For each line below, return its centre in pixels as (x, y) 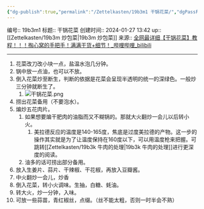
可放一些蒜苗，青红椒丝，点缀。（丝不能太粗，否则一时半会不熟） (97, 200)
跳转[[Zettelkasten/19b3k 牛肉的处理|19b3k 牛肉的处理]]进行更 (111, 147)
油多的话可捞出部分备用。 (57, 162)
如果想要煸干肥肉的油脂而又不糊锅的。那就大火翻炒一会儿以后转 (104, 116)
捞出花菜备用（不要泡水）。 (49, 101)
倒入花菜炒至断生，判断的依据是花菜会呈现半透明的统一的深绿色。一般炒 (106, 79)
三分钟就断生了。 (37, 86)
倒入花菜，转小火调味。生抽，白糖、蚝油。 (69, 185)
